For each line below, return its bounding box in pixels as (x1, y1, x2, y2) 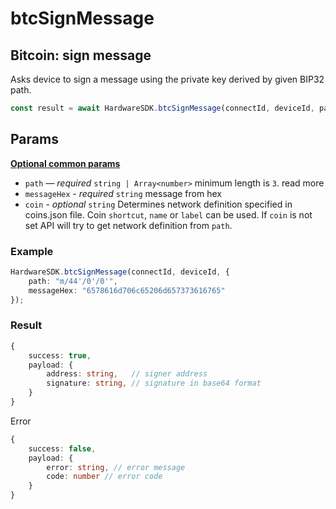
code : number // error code (46, 472, 163, 482)
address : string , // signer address (46, 369, 208, 379)
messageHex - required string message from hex (24, 187, 222, 199)
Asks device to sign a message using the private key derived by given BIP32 (10, 73, 325, 85)
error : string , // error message (46, 462, 186, 472)
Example (10, 244, 54, 258)
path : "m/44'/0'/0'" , (28, 276, 118, 286)
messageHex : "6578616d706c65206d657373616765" (28, 285, 226, 296)
